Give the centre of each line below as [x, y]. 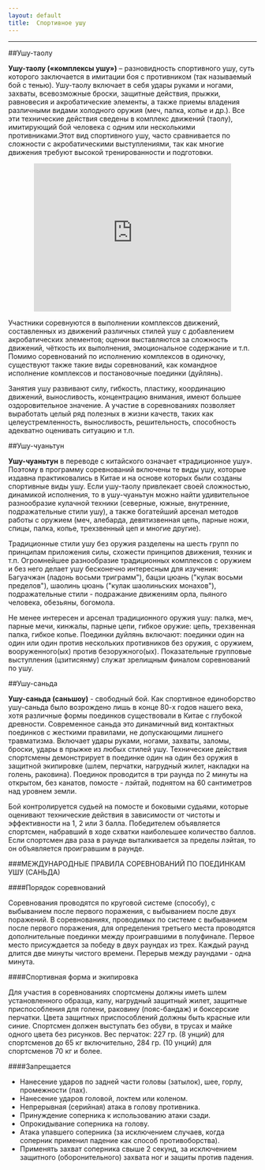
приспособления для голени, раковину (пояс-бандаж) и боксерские [124, 1009]
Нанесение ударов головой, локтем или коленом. [104, 1098]
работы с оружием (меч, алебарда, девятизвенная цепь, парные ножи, [129, 519]
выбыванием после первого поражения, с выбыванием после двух [122, 911]
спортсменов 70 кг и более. [55, 1051]
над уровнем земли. [43, 791]
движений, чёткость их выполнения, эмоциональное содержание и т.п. [129, 348]
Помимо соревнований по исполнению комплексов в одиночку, [117, 356]
